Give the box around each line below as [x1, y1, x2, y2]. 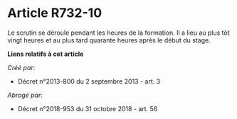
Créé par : [7, 63, 36, 72]
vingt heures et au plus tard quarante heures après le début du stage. [7, 35, 211, 44]
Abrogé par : [7, 91, 43, 99]
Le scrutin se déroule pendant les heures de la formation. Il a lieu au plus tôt [7, 28, 230, 37]
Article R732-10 [7, 5, 102, 21]
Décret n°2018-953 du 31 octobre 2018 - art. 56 [17, 104, 158, 113]
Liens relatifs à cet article [7, 50, 84, 58]
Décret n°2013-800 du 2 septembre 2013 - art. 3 [17, 76, 161, 86]
